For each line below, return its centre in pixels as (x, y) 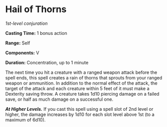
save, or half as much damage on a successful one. (59, 99)
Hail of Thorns (36, 9)
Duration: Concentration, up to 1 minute (47, 62)
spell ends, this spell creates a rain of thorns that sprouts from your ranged (84, 77)
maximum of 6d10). (25, 119)
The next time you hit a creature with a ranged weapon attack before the (81, 72)
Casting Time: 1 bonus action (36, 33)
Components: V (22, 53)
